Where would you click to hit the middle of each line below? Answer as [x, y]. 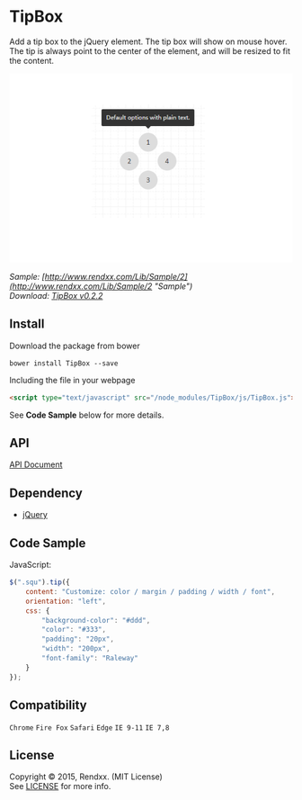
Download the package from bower [75, 346]
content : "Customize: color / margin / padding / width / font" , [151, 591]
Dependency [46, 493]
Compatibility [48, 705]
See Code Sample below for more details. [87, 415]
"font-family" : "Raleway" [90, 659]
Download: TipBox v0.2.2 [56, 295]
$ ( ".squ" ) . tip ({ [40, 582]
